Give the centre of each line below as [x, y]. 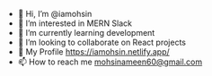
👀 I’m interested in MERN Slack [75, 23]
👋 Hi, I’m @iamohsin [55, 14]
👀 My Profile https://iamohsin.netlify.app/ [94, 52]
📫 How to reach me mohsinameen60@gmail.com [110, 62]
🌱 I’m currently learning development [86, 33]
